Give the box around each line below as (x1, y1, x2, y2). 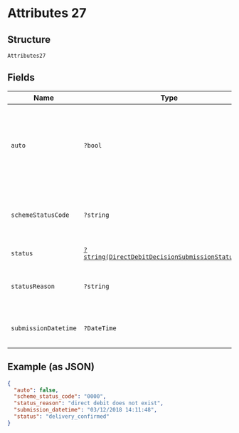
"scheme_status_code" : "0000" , (14, 393, 107, 400)
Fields (7, 71, 36, 83)
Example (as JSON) (7, 361, 95, 373)
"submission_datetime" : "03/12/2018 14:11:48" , (14, 407, 158, 414)
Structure (7, 34, 51, 46)
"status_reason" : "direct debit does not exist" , (14, 399, 164, 407)
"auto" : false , (14, 387, 59, 394)
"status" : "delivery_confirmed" (14, 413, 110, 420)
